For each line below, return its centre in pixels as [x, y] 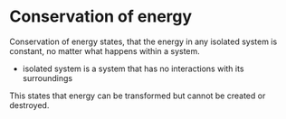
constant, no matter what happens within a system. [105, 50]
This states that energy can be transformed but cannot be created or [138, 96]
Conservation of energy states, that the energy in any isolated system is [143, 41]
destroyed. [29, 105]
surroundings [48, 78]
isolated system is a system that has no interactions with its [133, 69]
